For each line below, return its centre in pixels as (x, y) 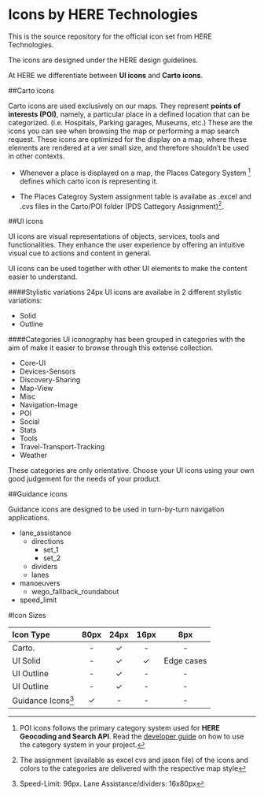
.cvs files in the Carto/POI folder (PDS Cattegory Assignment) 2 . (121, 205)
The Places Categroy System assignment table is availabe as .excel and (135, 196)
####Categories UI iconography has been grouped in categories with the (127, 340)
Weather (33, 456)
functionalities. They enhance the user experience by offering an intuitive (126, 245)
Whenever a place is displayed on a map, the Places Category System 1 (135, 172)
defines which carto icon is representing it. (89, 181)
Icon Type (31, 634)
